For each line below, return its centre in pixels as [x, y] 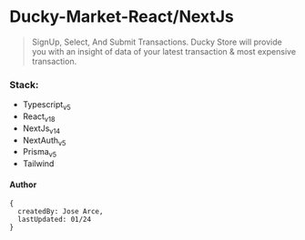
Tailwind [38, 164]
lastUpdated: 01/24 [55, 220]
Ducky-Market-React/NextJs [122, 17]
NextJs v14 [41, 129]
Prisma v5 [40, 153]
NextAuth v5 [44, 141]
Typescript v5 [46, 106]
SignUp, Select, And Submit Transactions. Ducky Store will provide [157, 42]
